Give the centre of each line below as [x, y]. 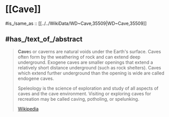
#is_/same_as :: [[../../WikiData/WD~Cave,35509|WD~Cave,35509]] [76, 23]
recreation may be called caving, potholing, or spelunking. [78, 99]
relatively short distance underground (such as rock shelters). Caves [89, 67]
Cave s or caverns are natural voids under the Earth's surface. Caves [89, 51]
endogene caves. [36, 78]
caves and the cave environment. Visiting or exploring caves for [84, 93]
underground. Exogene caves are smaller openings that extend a [85, 62]
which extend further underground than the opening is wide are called [91, 73]
